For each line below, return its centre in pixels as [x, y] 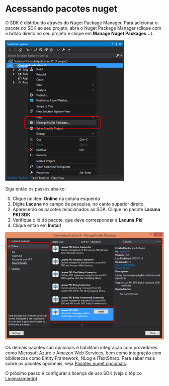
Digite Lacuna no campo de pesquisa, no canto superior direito [78, 204]
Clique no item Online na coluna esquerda [56, 199]
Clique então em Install [37, 225]
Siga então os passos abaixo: [36, 188]
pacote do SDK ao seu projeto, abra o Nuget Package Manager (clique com [83, 28]
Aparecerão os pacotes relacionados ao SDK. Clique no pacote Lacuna [86, 209]
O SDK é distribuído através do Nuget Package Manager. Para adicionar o [81, 23]
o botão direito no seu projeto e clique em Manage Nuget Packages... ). [79, 33]
